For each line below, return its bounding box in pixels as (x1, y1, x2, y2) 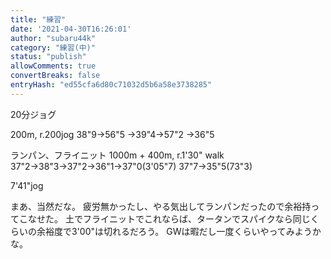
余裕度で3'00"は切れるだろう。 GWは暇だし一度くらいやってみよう (36, 225, 313, 237)
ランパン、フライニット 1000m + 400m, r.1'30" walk (10, 149, 225, 161)
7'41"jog (10, 179, 44, 191)
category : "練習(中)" (10, 42, 96, 53)
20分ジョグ (10, 108, 57, 120)
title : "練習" (10, 14, 67, 25)
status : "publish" (10, 52, 87, 62)
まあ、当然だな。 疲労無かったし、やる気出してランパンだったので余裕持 (10, 200, 312, 212)
